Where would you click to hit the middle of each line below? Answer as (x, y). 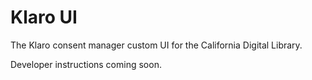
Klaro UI (44, 17)
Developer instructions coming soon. (86, 64)
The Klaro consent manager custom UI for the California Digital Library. (156, 45)
